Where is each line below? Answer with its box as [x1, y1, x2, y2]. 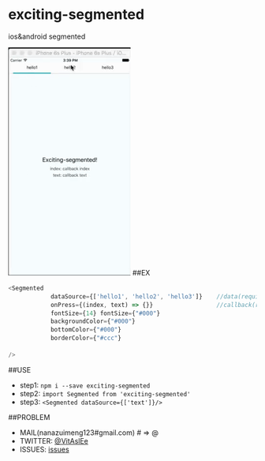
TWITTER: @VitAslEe [19, 436, 89, 445]
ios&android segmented [8, 32, 86, 41]
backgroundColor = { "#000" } [50, 317, 136, 325]
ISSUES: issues [19, 444, 69, 454]
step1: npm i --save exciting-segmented [19, 380, 151, 390]
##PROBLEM [8, 412, 50, 422]
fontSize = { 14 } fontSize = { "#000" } [50, 309, 160, 317]
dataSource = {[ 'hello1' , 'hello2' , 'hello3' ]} [50, 292, 203, 301]
